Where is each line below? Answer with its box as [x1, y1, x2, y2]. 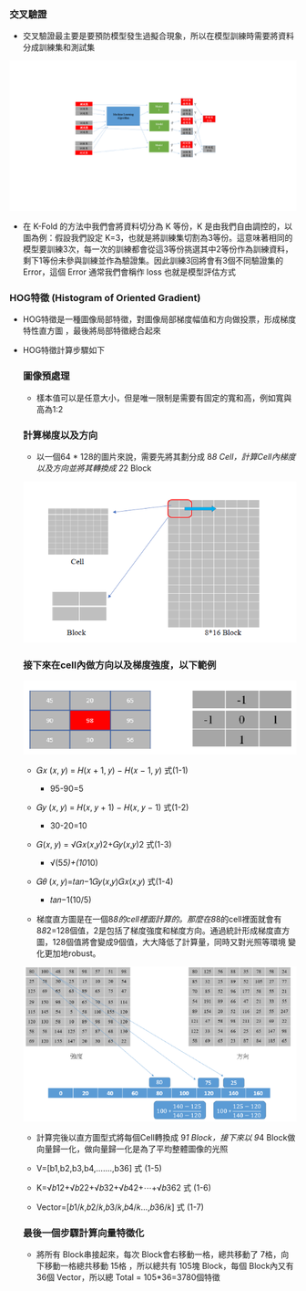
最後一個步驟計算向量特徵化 [22, 1226, 145, 1239]
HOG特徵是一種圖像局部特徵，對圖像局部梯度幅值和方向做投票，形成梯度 [22, 314, 297, 325]
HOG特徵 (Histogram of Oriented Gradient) [9, 292, 201, 305]
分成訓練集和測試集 [22, 42, 96, 53]
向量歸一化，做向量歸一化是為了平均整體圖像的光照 [36, 1143, 229, 1154]
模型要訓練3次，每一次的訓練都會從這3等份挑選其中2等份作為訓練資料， [22, 244, 293, 255]
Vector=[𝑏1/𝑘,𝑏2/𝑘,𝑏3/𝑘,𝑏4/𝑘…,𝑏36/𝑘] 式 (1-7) [36, 1202, 205, 1213]
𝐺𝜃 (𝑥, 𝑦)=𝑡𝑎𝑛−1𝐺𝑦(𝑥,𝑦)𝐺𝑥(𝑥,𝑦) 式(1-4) [36, 876, 174, 887]
